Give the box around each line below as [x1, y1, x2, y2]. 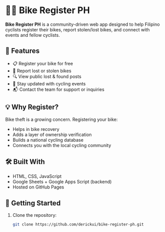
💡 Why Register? [5, 103, 59, 112]
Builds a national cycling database [12, 136, 84, 143]
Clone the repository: [12, 212, 57, 218]
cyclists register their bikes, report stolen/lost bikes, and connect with [5, 26, 150, 32]
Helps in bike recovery [12, 126, 60, 132]
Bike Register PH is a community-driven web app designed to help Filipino [5, 21, 160, 27]
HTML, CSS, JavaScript [12, 173, 62, 179]
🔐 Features [5, 47, 40, 55]
